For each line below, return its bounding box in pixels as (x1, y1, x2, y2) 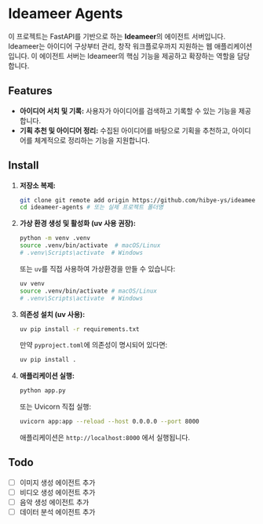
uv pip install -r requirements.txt (19, 325, 140, 333)
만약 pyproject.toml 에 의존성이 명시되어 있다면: (19, 340, 168, 350)
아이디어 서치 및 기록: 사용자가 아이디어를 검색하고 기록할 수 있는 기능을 (19, 106, 237, 115)
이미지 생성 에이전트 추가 (19, 478, 96, 487)
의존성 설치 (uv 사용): (19, 309, 86, 318)
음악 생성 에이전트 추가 (19, 497, 89, 507)
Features (8, 84, 53, 98)
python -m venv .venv (19, 235, 90, 242)
